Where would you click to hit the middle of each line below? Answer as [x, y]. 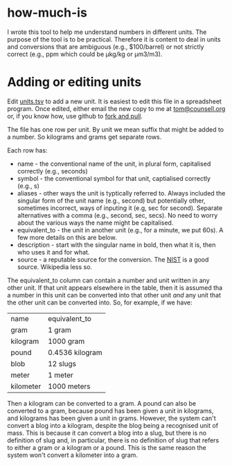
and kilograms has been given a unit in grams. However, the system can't [111, 418]
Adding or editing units [74, 82]
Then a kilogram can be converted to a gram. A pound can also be [102, 403]
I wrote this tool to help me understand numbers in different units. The [107, 32]
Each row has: [27, 150]
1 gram [59, 329]
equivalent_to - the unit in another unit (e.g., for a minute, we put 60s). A [120, 230]
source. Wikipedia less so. [54, 267]
